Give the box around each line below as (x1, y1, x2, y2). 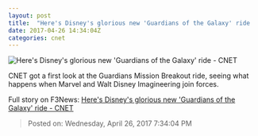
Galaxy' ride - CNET (8, 103, 74, 113)
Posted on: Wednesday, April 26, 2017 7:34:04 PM (27, 119, 192, 128)
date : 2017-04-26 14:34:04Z (8, 26, 102, 34)
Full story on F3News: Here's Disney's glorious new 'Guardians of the (8, 95, 236, 104)
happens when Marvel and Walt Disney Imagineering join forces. (8, 80, 220, 89)
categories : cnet (8, 33, 66, 42)
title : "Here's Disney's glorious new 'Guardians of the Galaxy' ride (8, 19, 250, 27)
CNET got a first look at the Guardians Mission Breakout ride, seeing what (8, 71, 249, 80)
